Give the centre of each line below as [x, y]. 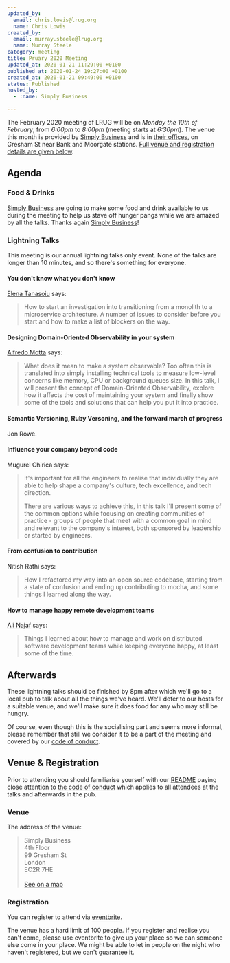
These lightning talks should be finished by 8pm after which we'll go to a [110, 692]
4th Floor [37, 848]
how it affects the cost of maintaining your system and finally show [118, 395]
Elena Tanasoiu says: [37, 294]
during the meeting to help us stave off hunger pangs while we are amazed [113, 215]
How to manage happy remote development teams [81, 610]
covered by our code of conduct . [54, 741]
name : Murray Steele [43, 45]
